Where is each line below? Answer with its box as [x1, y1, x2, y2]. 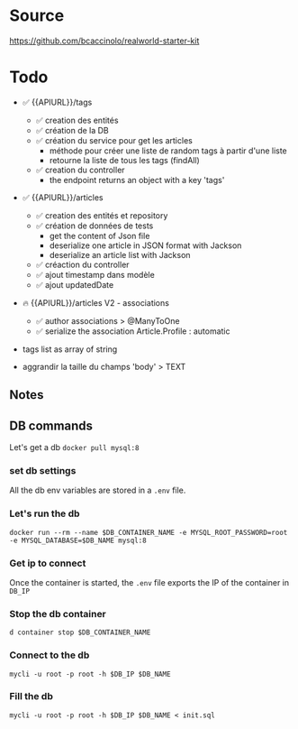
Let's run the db [9, 507, 80, 520]
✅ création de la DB [35, 125, 110, 135]
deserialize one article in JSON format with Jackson [49, 240, 242, 251]
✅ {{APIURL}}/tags [22, 97, 93, 107]
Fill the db [9, 690, 54, 703]
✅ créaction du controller [35, 259, 130, 270]
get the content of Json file [49, 230, 150, 241]
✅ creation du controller [35, 164, 125, 175]
